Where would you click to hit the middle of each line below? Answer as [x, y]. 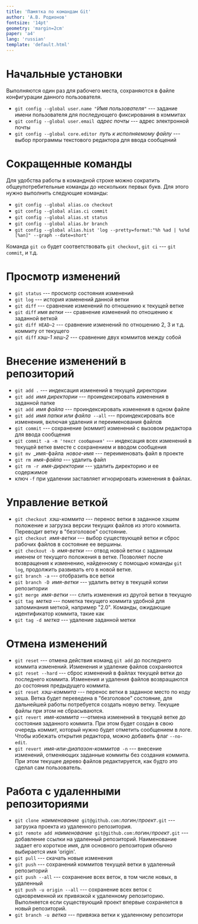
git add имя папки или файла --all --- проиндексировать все [95, 415]
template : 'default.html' [38, 45]
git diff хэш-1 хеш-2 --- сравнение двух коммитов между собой [98, 337]
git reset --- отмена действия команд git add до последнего [93, 660]
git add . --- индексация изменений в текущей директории [91, 390]
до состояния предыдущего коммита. [62, 685]
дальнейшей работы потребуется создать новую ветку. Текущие [97, 704]
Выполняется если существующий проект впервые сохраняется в [99, 902]
